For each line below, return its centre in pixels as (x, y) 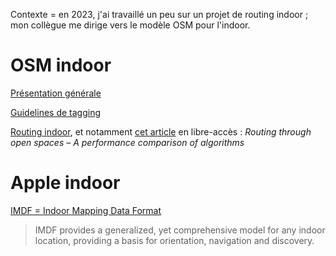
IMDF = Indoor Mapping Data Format (86, 210)
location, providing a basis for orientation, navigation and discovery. (174, 240)
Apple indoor (65, 183)
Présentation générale (56, 93)
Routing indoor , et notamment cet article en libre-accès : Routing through (161, 131)
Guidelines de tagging (55, 112)
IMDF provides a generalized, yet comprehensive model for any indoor (180, 230)
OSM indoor (61, 65)
